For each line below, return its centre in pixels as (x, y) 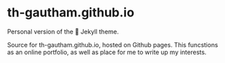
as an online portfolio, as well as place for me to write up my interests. (107, 52)
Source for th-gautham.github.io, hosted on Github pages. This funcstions (112, 45)
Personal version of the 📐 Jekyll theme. (63, 32)
